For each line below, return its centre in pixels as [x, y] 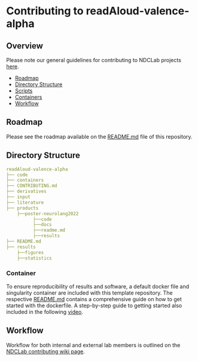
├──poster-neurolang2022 [48, 213]
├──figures [31, 252]
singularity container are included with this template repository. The [89, 293]
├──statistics [34, 258]
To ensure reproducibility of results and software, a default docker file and [98, 286]
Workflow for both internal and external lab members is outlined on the [93, 345]
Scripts [24, 91]
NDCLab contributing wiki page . [46, 351]
